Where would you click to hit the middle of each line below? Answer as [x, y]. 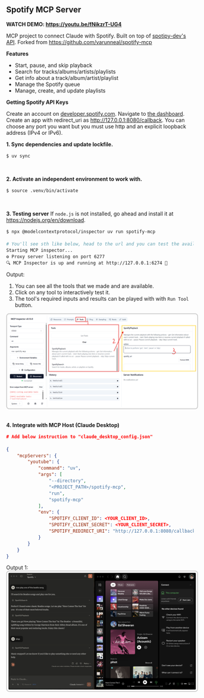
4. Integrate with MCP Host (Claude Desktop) [63, 425]
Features [17, 54]
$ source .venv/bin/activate [42, 190]
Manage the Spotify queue [47, 84]
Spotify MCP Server [44, 10]
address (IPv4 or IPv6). [34, 132]
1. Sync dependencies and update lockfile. [60, 144]
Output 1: [17, 568]
